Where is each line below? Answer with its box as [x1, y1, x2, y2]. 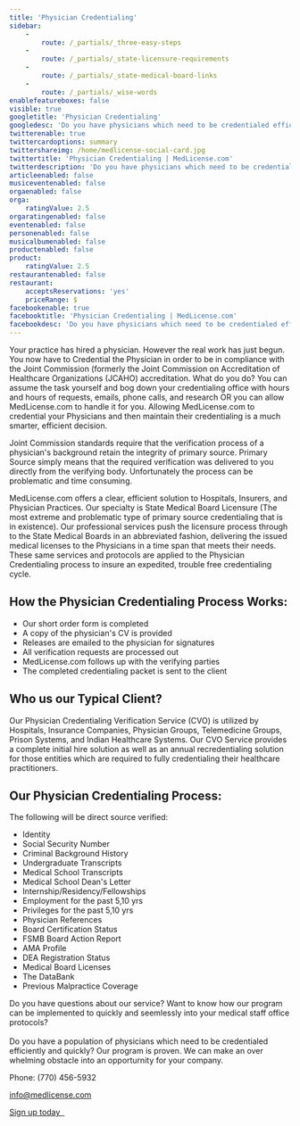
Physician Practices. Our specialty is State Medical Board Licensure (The [9, 502, 278, 513]
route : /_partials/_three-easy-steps [41, 37, 181, 47]
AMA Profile [21, 943, 67, 954]
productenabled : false [9, 245, 94, 254]
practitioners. [9, 762, 59, 773]
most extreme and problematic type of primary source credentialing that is [9, 512, 283, 522]
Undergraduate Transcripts [21, 857, 122, 868]
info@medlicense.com [9, 1089, 92, 1100]
